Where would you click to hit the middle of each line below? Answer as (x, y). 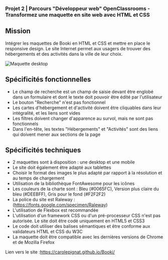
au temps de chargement (38, 178)
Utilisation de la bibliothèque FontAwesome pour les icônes (73, 184)
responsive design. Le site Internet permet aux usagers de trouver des (78, 48)
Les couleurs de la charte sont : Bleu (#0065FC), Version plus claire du (86, 189)
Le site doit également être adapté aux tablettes (62, 167)
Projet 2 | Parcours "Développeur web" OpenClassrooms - (78, 9)
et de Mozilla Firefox (34, 242)
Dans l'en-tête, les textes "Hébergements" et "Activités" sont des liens (85, 129)
